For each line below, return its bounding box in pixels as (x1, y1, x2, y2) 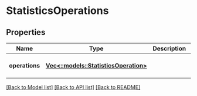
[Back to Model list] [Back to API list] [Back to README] (6, 84, 141, 91)
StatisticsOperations (6, 4, 109, 17)
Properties (6, 27, 46, 37)
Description (152, 45, 186, 52)
